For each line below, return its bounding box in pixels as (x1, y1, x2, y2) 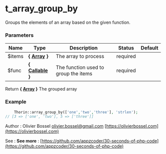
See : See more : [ (5, 138, 42, 144)
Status (118, 45, 134, 51)
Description (69, 45, 98, 51)
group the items (56, 70, 92, 77)
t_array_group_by (5, 3, 78, 14)
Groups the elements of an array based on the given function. (5, 19, 131, 25)
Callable (28, 67, 48, 74)
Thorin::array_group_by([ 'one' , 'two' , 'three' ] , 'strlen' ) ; (14, 109, 138, 114)
